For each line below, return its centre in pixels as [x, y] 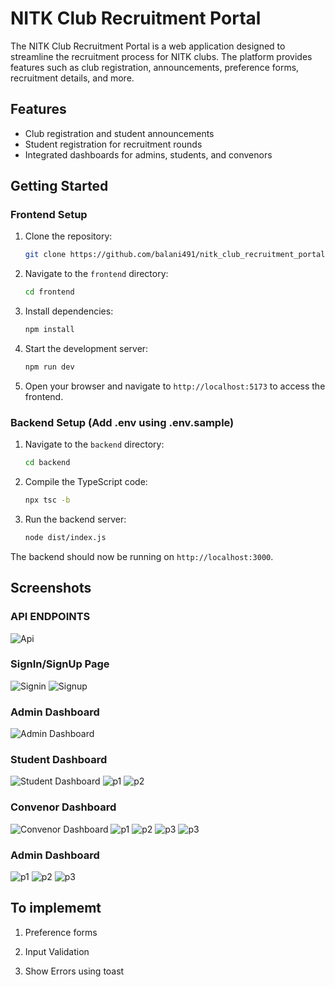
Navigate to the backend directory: [94, 444]
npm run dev [49, 367]
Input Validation [57, 951]
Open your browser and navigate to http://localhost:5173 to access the [175, 386]
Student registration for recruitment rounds [113, 144]
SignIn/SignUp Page [60, 664]
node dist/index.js [65, 537]
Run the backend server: [75, 519]
